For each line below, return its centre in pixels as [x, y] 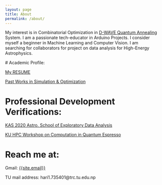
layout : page [18, 10]
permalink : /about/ [25, 19]
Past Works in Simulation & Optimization [46, 82]
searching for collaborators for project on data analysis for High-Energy [77, 48]
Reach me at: [32, 154]
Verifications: [34, 112]
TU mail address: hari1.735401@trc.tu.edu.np [50, 177]
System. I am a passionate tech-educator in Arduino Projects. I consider [78, 38]
